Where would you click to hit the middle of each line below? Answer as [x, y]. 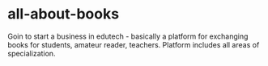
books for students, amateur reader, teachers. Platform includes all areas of [134, 44]
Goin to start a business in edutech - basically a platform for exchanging [128, 36]
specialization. [32, 53]
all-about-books [63, 14]
